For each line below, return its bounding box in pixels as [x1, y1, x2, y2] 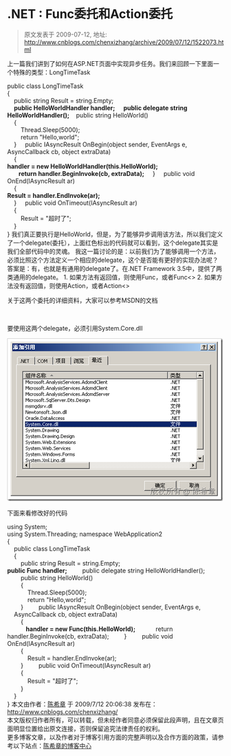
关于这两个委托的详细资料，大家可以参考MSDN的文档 [7, 296, 158, 304]
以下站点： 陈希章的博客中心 [12, 742, 91, 750]
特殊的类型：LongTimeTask [12, 68, 91, 76]
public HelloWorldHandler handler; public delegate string [13, 104, 188, 112]
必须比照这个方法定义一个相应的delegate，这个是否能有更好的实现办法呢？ [7, 256, 219, 264]
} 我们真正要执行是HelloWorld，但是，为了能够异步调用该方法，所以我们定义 [7, 230, 223, 238]
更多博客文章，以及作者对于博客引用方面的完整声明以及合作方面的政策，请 [7, 733, 218, 741]
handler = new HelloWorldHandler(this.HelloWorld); [7, 162, 158, 170]
